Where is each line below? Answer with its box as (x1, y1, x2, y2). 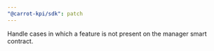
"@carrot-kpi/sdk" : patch (7, 10, 83, 17)
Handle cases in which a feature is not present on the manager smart (7, 29, 207, 38)
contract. (7, 36, 34, 45)
